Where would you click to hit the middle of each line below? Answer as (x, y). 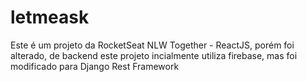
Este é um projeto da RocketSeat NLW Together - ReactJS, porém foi (152, 45)
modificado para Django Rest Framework (95, 66)
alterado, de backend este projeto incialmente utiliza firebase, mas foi (154, 55)
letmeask (50, 17)
